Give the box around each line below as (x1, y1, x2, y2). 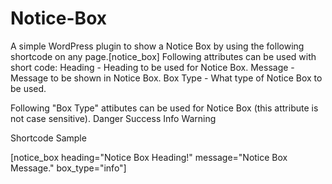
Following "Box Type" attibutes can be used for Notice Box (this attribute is (10, 102, 319, 114)
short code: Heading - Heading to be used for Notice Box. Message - (10, 61, 295, 73)
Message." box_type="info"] (10, 162, 127, 174)
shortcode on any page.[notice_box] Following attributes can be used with (10, 50, 317, 62)
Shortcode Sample (10, 132, 87, 144)
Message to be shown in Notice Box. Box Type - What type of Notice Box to (10, 72, 323, 84)
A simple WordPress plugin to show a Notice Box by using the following (10, 40, 305, 52)
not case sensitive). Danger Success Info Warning (10, 112, 217, 124)
